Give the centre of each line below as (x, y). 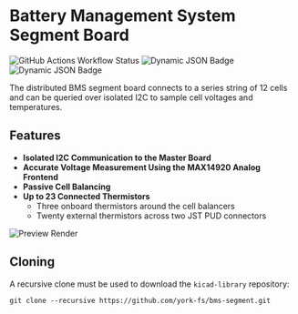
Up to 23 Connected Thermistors (86, 196)
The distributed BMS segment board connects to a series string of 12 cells (149, 87)
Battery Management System (123, 16)
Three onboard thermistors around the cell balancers (135, 206)
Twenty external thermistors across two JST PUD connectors (151, 216)
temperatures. (36, 106)
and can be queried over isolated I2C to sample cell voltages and (131, 97)
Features (35, 136)
